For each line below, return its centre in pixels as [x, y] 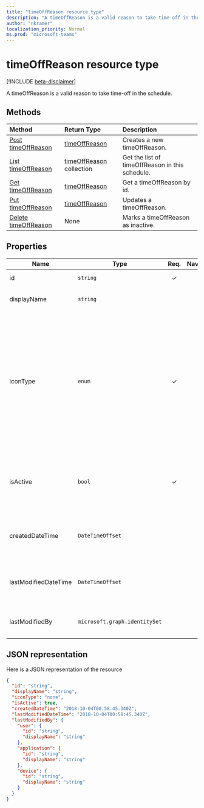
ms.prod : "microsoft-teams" [42, 35]
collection [79, 169]
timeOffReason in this [153, 165]
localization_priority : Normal [46, 29]
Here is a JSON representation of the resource [64, 669]
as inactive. [138, 225]
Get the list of [141, 157]
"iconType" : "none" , [38, 697]
